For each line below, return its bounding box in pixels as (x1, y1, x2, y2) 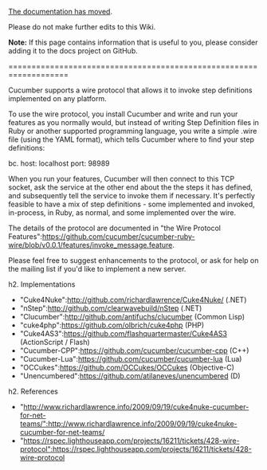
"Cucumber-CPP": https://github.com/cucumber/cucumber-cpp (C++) (19, 346, 249, 355)
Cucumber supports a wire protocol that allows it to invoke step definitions (8, 85, 253, 95)
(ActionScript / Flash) (19, 338, 90, 347)
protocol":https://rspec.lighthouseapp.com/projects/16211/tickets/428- (19, 445, 253, 453)
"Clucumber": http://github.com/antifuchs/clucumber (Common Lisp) (19, 312, 245, 321)
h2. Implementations (8, 280, 76, 289)
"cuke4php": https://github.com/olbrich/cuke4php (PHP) (19, 320, 205, 330)
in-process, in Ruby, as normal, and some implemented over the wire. (8, 208, 237, 217)
